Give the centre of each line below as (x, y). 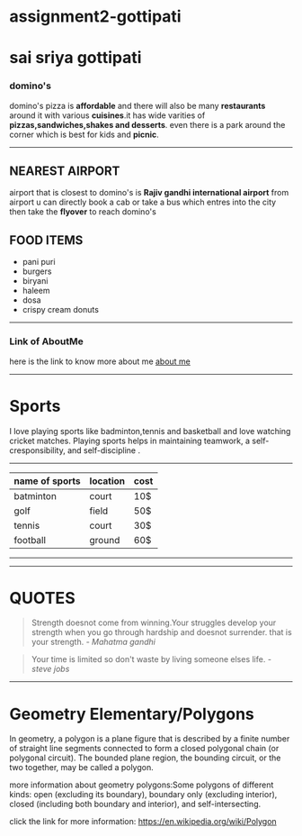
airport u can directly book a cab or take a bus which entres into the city (143, 202)
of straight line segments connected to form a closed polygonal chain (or (144, 749)
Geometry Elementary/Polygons (132, 714)
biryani (35, 281)
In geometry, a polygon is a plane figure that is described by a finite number (150, 739)
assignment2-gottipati (95, 17)
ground (105, 540)
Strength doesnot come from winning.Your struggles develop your (154, 622)
